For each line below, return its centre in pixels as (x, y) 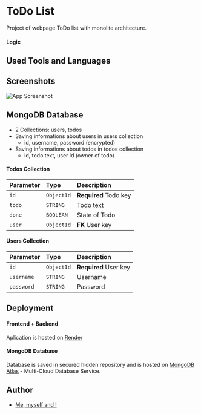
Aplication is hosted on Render (44, 337)
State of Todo (96, 215)
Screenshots (31, 81)
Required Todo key (104, 195)
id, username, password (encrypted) (70, 142)
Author (20, 390)
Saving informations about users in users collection (79, 136)
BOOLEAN (57, 215)
